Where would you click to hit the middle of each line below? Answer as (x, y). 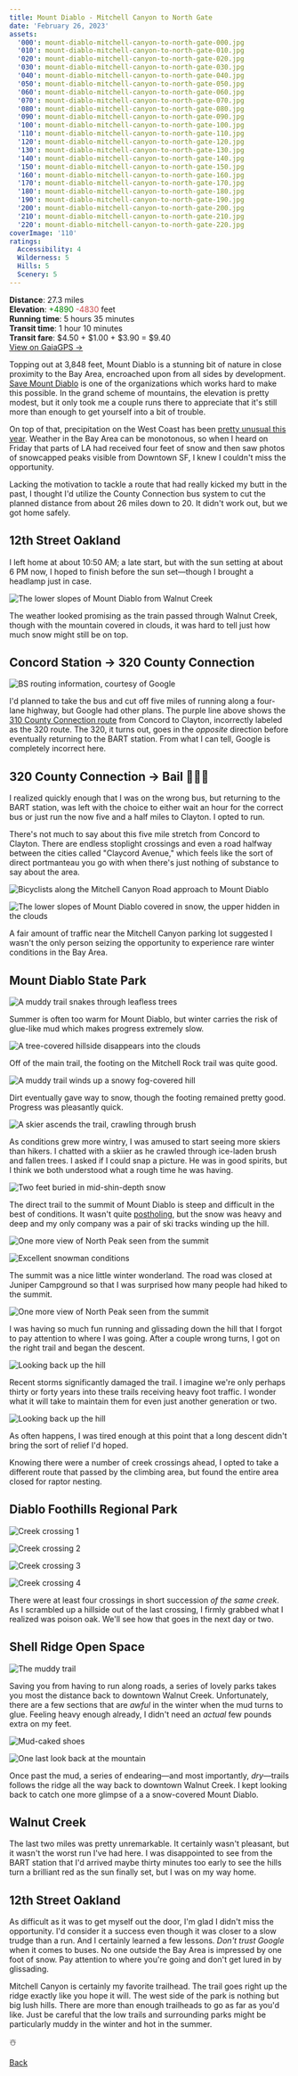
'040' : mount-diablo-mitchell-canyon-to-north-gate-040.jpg (131, 76)
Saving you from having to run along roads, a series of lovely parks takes (143, 1686)
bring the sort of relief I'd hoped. (69, 1445)
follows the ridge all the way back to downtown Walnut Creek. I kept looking (148, 1785)
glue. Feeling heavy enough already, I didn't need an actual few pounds (141, 1714)
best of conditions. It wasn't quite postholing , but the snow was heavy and (145, 1214)
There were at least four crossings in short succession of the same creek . (145, 1600)
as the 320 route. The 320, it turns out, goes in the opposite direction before (149, 730)
